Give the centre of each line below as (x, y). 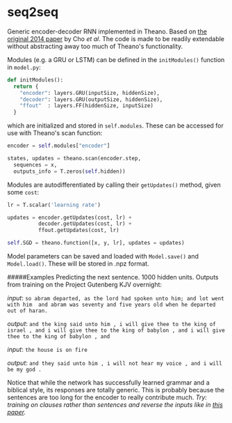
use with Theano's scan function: (55, 133)
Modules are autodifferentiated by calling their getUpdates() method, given (114, 185)
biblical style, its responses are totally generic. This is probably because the (116, 390)
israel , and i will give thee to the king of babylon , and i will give (116, 331)
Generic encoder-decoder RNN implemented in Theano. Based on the (107, 31)
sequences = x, (35, 164)
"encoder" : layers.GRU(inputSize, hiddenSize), (90, 93)
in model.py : (24, 67)
